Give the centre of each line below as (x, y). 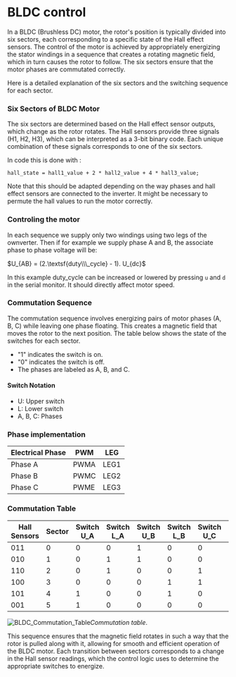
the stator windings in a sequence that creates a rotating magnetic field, (111, 54)
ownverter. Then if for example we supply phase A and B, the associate (110, 242)
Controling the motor (44, 219)
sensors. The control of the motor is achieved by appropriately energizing (114, 47)
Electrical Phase (39, 453)
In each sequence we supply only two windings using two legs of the (107, 235)
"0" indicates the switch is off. (61, 362)
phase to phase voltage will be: (52, 250)
